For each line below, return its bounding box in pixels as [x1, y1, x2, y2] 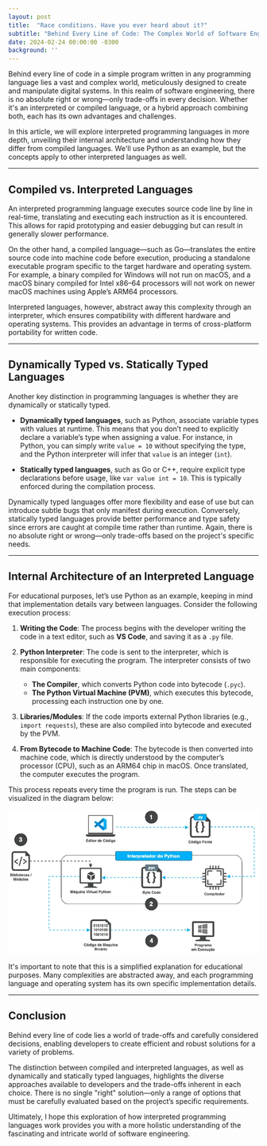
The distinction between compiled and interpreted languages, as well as [8, 1062, 244, 1072]
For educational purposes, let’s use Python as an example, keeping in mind [8, 591, 253, 600]
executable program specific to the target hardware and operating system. [8, 261, 253, 270]
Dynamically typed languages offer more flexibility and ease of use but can [8, 497, 254, 507]
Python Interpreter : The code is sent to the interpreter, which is [19, 647, 229, 656]
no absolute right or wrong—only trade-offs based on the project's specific [8, 530, 254, 540]
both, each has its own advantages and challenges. [8, 111, 176, 121]
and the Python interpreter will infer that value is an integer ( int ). [19, 449, 233, 459]
